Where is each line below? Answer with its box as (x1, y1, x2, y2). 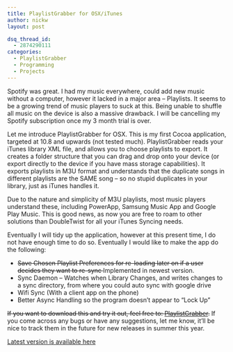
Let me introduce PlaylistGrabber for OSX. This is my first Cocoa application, (7, 130, 227, 138)
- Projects (13, 67, 45, 75)
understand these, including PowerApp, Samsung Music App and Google (7, 202, 216, 210)
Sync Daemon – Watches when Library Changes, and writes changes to (17, 274, 223, 282)
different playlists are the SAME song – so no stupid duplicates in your (7, 174, 208, 183)
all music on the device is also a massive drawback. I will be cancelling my (7, 109, 220, 117)
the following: (7, 245, 47, 253)
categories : (7, 49, 42, 56)
